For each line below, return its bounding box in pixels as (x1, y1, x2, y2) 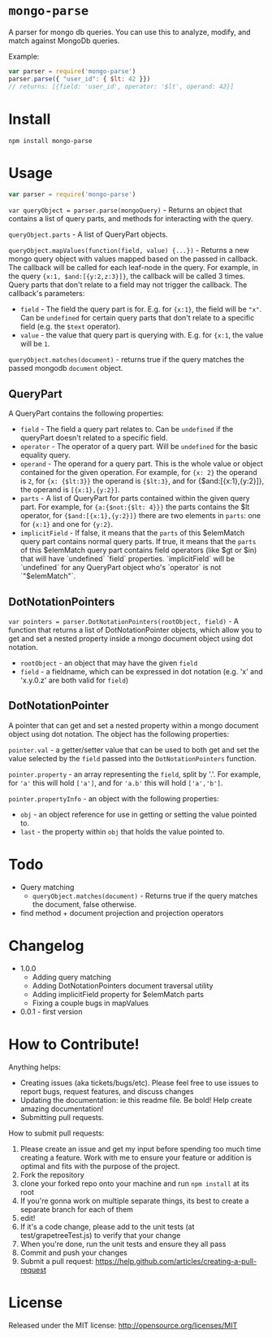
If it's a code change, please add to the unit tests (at (19, 1222, 195, 1231)
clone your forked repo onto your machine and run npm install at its (19, 1179, 250, 1188)
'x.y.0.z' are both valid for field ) (19, 675, 128, 685)
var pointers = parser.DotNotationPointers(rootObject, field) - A (8, 616, 240, 625)
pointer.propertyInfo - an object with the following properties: (8, 793, 219, 804)
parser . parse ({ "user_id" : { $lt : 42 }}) (8, 75, 151, 83)
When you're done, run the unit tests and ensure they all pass (19, 1239, 227, 1249)
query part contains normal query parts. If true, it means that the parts (19, 537, 257, 547)
